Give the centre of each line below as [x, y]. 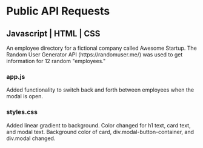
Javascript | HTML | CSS [53, 34]
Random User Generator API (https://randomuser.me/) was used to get [95, 55]
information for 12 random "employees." [56, 61]
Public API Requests [58, 11]
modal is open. [25, 96]
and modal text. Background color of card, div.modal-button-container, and [100, 132]
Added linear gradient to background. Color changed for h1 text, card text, [98, 125]
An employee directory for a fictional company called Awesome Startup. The [101, 48]
